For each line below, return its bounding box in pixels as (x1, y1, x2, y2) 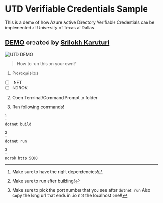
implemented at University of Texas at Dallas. (5, 24, 96, 30)
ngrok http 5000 (5, 156, 38, 160)
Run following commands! (12, 104, 65, 110)
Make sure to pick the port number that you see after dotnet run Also (12, 187, 151, 193)
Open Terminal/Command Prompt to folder (12, 94, 98, 100)
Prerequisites (12, 70, 39, 76)
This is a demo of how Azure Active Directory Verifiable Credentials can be (5, 19, 155, 25)
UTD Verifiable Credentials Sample (5, 3, 148, 14)
